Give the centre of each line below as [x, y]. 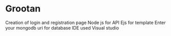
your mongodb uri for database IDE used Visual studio [62, 27]
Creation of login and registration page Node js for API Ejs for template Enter [86, 22]
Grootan [23, 9]
